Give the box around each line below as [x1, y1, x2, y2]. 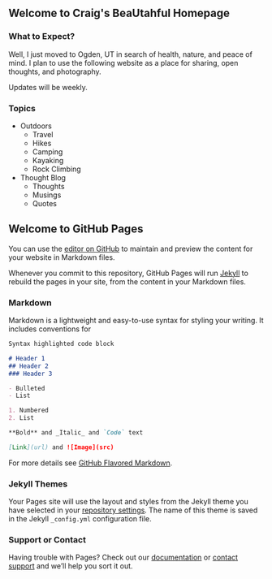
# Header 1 [8, 354, 45, 362]
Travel [32, 129, 54, 139]
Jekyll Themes [8, 478, 68, 490]
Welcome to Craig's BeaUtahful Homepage [8, 6, 230, 20]
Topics [8, 102, 37, 114]
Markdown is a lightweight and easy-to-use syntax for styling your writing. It [8, 316, 264, 326]
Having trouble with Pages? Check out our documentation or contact [8, 552, 238, 563]
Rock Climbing [32, 164, 81, 174]
